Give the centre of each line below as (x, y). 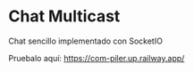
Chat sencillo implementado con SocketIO (85, 41)
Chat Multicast (64, 16)
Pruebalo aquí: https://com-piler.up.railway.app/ (97, 58)
